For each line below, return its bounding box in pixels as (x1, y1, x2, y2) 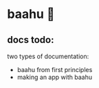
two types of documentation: (7, 52, 89, 60)
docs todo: (7, 34, 54, 46)
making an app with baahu (16, 73, 93, 81)
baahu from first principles (16, 66, 93, 73)
